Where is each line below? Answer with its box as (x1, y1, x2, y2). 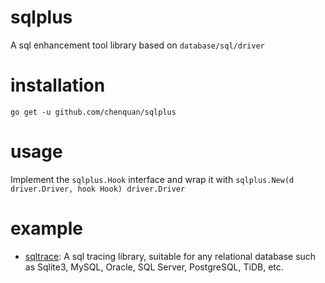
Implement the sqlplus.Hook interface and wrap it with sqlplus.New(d (10, 173, 295, 185)
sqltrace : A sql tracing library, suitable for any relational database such (24, 250, 317, 262)
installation (10, 74, 106, 97)
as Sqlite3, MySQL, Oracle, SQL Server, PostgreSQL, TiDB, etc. (24, 261, 284, 273)
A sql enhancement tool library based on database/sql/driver (10, 39, 265, 51)
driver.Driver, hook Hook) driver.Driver (10, 184, 186, 194)
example (10, 217, 84, 240)
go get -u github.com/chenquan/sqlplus (10, 107, 177, 117)
